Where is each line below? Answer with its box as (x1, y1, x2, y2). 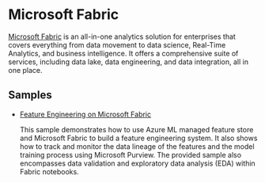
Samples (8, 89, 53, 102)
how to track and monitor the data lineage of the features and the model (19, 141, 255, 151)
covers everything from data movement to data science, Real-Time (8, 40, 226, 49)
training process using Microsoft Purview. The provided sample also (19, 150, 242, 159)
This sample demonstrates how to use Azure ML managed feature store (19, 124, 254, 134)
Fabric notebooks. (19, 166, 79, 176)
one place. (8, 65, 43, 74)
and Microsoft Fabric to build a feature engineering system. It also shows (19, 133, 258, 143)
